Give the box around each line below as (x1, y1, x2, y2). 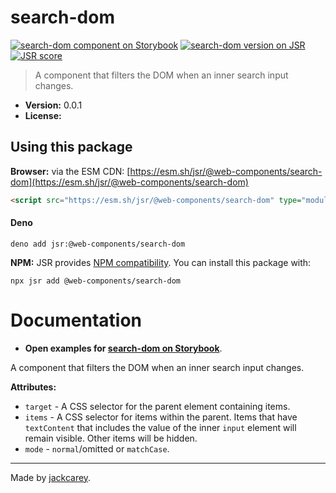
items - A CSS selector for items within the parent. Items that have (24, 411, 298, 423)
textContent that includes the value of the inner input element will (24, 421, 297, 433)
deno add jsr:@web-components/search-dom (10, 239, 186, 249)
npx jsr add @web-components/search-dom (10, 276, 182, 286)
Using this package (10, 139, 133, 156)
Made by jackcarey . (10, 471, 92, 483)
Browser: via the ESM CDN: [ (10, 165, 131, 177)
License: (24, 109, 62, 121)
